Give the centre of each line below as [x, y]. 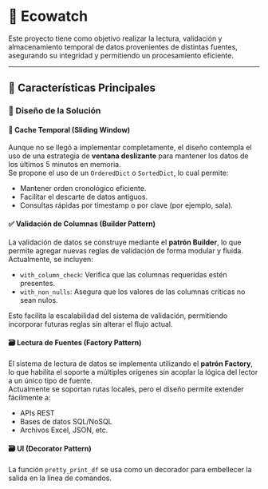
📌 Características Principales [82, 88]
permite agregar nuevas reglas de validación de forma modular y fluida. [126, 250]
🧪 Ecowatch [48, 16]
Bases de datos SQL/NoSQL [66, 421]
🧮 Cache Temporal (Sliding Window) [69, 129]
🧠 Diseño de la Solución [55, 111]
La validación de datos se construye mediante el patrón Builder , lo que [125, 242]
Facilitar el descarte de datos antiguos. [84, 197]
